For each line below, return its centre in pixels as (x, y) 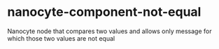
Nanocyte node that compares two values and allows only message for (109, 31)
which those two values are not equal (61, 38)
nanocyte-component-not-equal (104, 12)
